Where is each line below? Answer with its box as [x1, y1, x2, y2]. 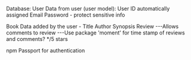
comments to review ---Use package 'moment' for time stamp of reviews [6, 29, 185, 36]
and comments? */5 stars [6, 36, 68, 42]
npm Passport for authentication [6, 47, 85, 54]
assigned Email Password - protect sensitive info [6, 11, 126, 18]
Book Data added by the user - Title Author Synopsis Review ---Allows [6, 23, 179, 30]
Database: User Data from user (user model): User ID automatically [6, 5, 170, 12]
